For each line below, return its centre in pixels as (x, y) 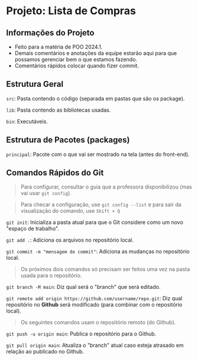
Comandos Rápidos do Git (55, 173)
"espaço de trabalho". (33, 229)
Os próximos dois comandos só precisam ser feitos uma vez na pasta (105, 269)
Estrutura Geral (35, 84)
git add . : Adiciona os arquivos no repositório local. (70, 240)
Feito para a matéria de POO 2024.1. (59, 47)
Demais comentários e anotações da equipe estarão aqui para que (96, 53)
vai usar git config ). (46, 193)
